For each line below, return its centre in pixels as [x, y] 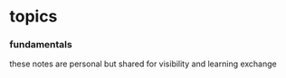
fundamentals [41, 45]
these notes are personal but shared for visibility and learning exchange [143, 64]
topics [33, 17]
